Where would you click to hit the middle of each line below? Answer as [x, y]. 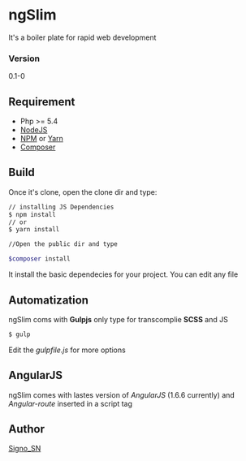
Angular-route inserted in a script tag [70, 403]
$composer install [39, 259]
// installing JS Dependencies [61, 207]
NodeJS [34, 130]
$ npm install [32, 214]
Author [26, 429]
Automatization [49, 300]
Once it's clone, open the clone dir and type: [83, 192]
